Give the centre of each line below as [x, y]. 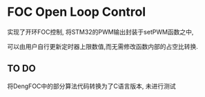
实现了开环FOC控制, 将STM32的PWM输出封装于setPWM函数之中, [100, 32]
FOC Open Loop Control [77, 12]
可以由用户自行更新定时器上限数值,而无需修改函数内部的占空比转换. [103, 46]
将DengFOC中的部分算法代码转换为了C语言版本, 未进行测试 [91, 86]
